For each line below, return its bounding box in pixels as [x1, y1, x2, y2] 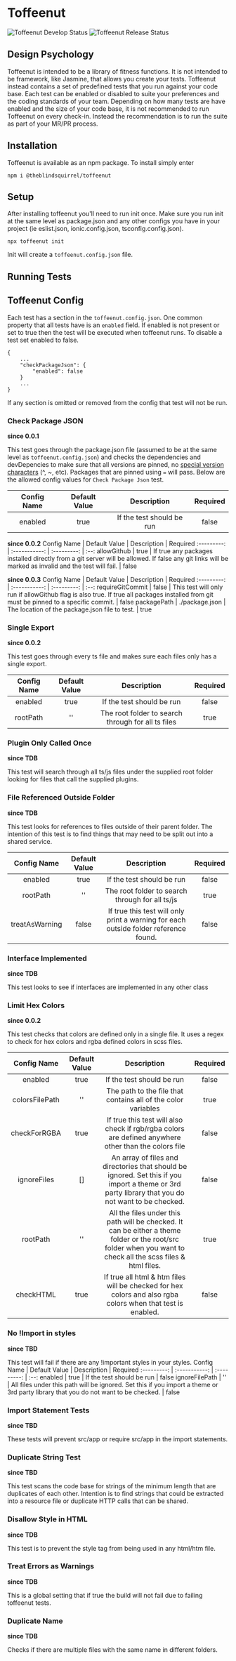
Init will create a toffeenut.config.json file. [7, 251, 133, 259]
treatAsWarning [11, 919, 63, 929]
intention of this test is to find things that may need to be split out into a [7, 830, 214, 838]
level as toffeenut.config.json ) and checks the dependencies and [7, 453, 202, 461]
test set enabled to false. [7, 336, 79, 344]
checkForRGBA [11, 1128, 62, 1138]
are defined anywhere [108, 1132, 181, 1142]
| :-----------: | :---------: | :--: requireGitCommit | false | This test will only [7, 583, 223, 591]
